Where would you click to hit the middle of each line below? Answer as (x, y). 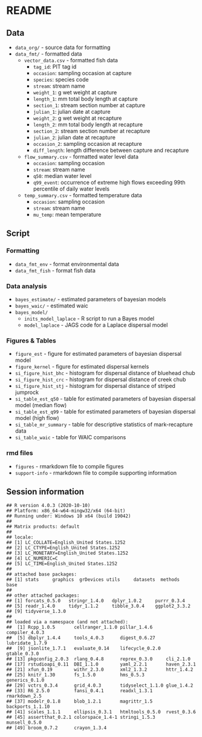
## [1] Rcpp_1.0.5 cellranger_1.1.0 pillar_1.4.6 (80, 627)
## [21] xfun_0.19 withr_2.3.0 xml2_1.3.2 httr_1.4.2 (100, 670)
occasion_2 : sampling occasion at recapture (87, 144)
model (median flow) (41, 405)
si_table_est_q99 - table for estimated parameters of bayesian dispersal (105, 411)
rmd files (20, 453)
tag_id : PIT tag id (55, 67)
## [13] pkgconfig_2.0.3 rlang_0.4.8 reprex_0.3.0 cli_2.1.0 (98, 659)
